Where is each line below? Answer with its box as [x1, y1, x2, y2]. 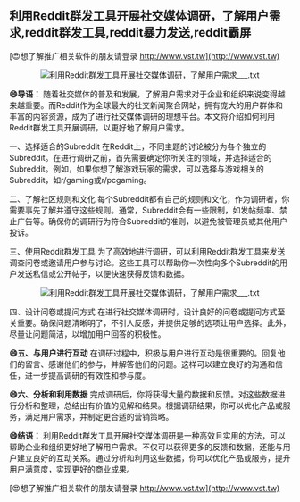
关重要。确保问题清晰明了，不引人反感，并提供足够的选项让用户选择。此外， [9, 317, 291, 328]
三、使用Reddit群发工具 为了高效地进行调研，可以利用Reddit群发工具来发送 [9, 246, 286, 256]
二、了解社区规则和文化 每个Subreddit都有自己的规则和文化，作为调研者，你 [9, 193, 290, 204]
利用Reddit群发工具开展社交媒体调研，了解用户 [9, 8, 270, 24]
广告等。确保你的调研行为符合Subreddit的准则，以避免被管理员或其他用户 [16, 215, 288, 226]
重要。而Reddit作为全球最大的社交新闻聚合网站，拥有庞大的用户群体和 [24, 99, 284, 110]
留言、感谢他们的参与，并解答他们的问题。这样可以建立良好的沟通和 [24, 358, 275, 369]
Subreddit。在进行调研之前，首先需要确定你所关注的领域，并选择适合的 [9, 152, 272, 163]
